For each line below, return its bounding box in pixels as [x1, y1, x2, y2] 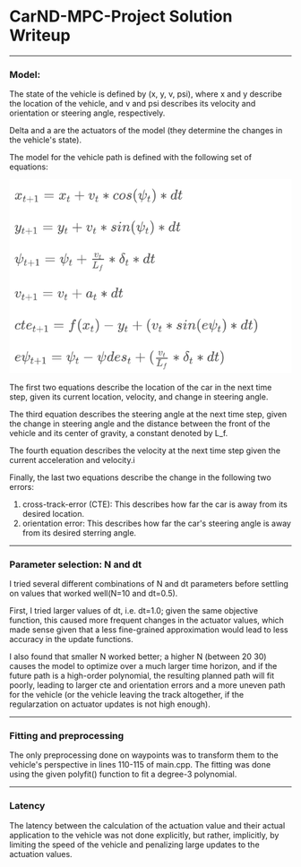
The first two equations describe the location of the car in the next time [9, 382, 272, 392]
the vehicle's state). [9, 134, 82, 145]
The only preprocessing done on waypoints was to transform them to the [9, 750, 279, 760]
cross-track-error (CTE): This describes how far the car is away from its [21, 499, 288, 510]
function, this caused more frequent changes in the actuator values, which [9, 615, 285, 625]
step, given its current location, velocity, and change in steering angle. [9, 391, 269, 402]
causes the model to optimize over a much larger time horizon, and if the [9, 661, 278, 671]
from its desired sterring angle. [21, 527, 137, 538]
